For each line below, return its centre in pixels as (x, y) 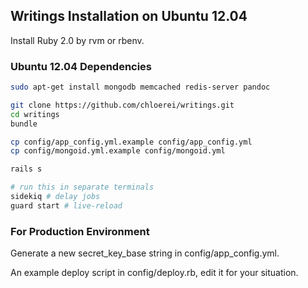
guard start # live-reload (66, 205)
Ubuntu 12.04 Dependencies (81, 66)
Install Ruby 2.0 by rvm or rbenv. (77, 40)
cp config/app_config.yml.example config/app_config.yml (131, 142)
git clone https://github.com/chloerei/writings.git (122, 105)
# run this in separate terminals (82, 187)
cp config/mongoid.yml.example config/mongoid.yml (118, 151)
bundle (24, 124)
